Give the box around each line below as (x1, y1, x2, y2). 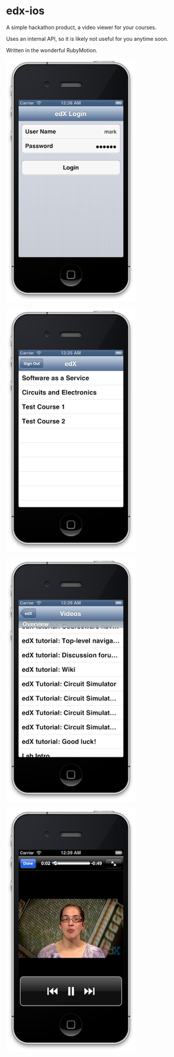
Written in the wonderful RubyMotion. (6, 46, 98, 54)
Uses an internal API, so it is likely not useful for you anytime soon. (6, 35, 169, 42)
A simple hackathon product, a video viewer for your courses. (6, 24, 157, 31)
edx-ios (6, 4, 45, 18)
